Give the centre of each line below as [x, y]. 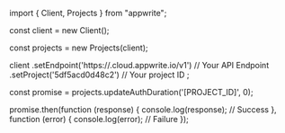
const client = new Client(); [59, 30]
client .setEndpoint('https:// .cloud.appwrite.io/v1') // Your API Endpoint [139, 65]
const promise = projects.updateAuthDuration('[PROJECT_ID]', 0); [131, 92]
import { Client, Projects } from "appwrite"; [88, 13]
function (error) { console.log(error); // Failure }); [99, 119]
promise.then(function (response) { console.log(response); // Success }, [143, 110]
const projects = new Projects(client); [79, 48]
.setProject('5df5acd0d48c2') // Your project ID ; [100, 75]
